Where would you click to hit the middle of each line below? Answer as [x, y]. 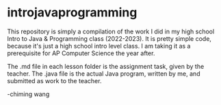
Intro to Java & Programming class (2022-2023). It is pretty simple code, [109, 38]
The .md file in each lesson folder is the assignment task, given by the [106, 66]
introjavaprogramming [72, 13]
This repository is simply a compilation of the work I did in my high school [111, 31]
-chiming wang [28, 94]
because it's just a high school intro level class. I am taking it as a [99, 46]
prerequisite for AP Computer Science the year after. [81, 53]
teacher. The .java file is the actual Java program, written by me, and [104, 74]
